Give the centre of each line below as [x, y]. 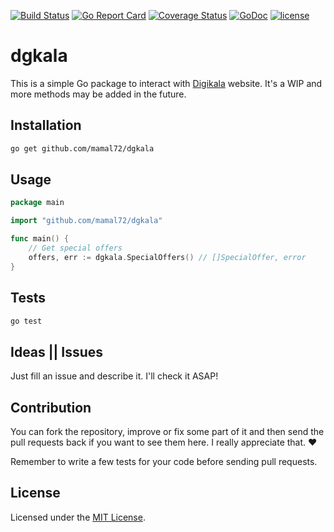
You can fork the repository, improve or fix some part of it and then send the [167, 431]
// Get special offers [75, 248]
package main [37, 203]
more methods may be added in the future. [98, 94]
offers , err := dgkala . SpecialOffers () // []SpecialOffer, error [167, 257]
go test [26, 321]
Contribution [51, 407]
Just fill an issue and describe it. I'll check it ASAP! [114, 376]
